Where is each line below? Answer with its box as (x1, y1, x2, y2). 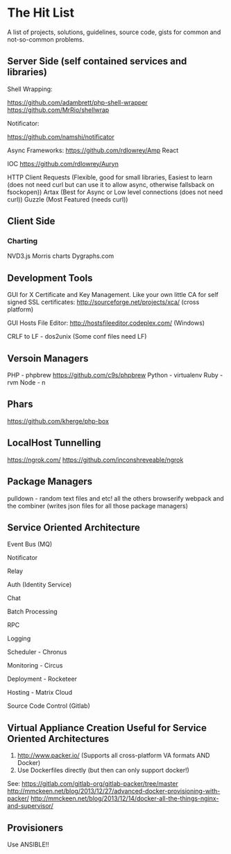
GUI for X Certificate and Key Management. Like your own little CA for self (7, 291, 219, 299)
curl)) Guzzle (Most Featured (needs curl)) (7, 195, 128, 203)
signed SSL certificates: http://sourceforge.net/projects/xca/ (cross (7, 298, 200, 307)
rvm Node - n (7, 378, 46, 387)
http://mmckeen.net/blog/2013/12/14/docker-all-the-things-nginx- (30, 794, 219, 803)
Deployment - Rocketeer (7, 675, 78, 683)
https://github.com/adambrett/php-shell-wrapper (7, 98, 148, 106)
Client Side (7, 216, 55, 227)
